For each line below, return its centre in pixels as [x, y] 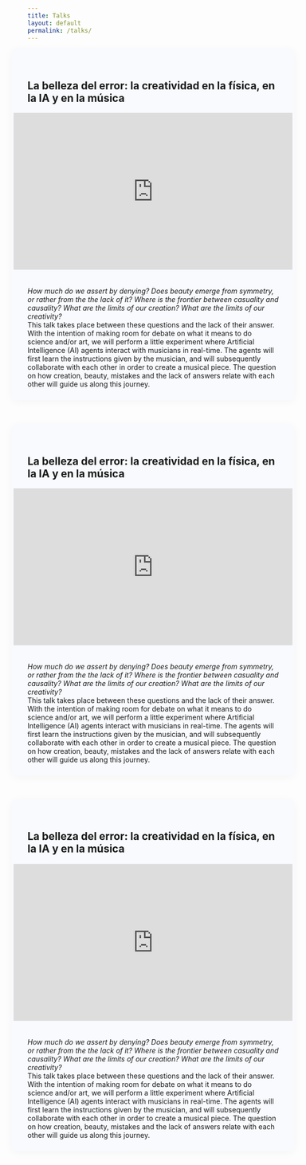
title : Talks [49, 16]
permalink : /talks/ [60, 30]
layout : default [54, 23]
